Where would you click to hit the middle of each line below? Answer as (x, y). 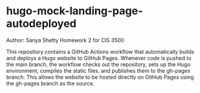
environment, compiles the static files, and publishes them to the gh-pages (99, 70)
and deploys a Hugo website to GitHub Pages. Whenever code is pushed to (99, 58)
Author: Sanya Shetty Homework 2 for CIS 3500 (65, 40)
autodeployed (41, 24)
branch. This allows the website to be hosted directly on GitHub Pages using (100, 77)
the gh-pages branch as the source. (50, 83)
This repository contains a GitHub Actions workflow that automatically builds (100, 51)
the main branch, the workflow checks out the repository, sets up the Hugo (99, 64)
